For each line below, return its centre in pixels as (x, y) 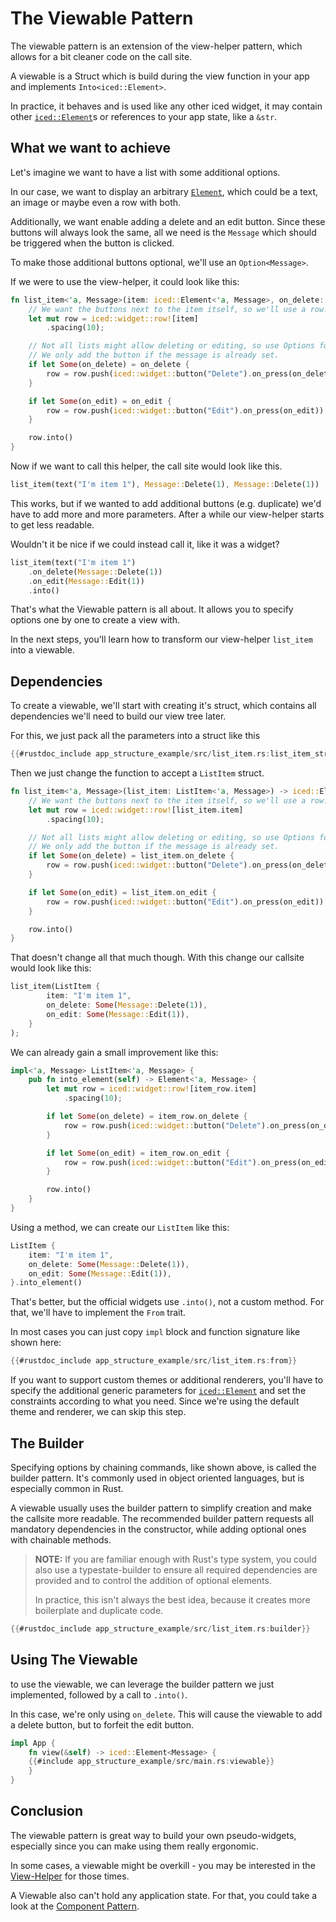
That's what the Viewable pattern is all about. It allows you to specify (152, 609)
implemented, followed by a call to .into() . (99, 1694)
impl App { (33, 1743)
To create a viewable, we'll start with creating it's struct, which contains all (163, 706)
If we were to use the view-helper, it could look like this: (125, 281)
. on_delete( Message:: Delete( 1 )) (95, 572)
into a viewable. (42, 650)
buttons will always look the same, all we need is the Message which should (163, 232)
